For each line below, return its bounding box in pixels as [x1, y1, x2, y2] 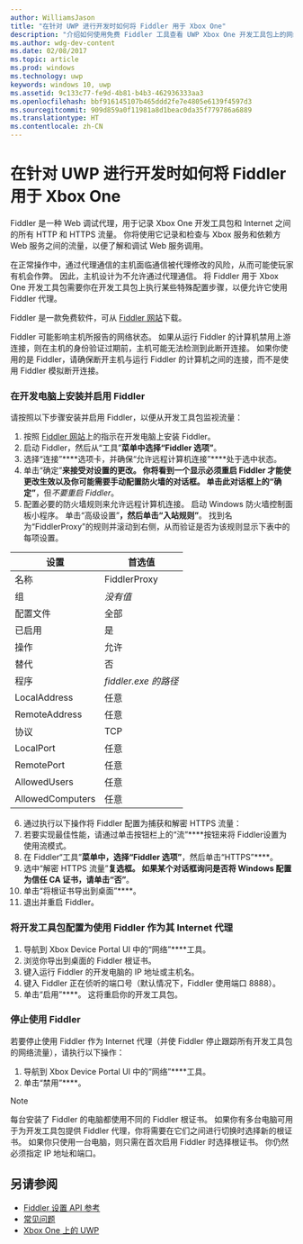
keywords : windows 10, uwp [10, 80, 111, 89]
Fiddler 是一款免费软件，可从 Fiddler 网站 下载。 [10, 312, 187, 322]
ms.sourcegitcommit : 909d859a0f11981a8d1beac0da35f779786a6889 [10, 105, 253, 114]
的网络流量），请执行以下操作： [10, 1047, 125, 1058]
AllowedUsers [14, 776, 75, 788]
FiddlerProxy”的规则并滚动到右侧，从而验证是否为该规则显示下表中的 [34, 522, 290, 532]
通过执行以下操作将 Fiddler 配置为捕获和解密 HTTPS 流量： [22, 818, 242, 829]
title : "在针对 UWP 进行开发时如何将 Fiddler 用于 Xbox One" [10, 22, 227, 31]
